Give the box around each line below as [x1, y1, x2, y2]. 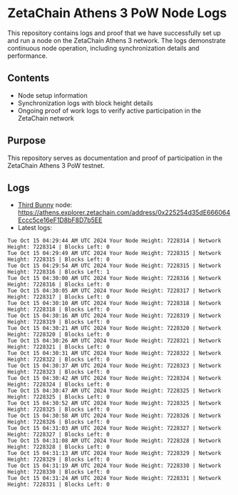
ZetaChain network [17, 114, 75, 122]
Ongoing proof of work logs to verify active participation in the [17, 106, 202, 115]
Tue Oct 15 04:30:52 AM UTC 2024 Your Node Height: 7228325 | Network [7, 400, 222, 407]
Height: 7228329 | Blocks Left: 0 [7, 456, 110, 464]
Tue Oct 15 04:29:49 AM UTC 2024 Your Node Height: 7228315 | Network [7, 250, 222, 257]
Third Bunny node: [17, 201, 73, 209]
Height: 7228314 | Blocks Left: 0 [7, 244, 110, 251]
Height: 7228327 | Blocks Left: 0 [7, 431, 110, 439]
